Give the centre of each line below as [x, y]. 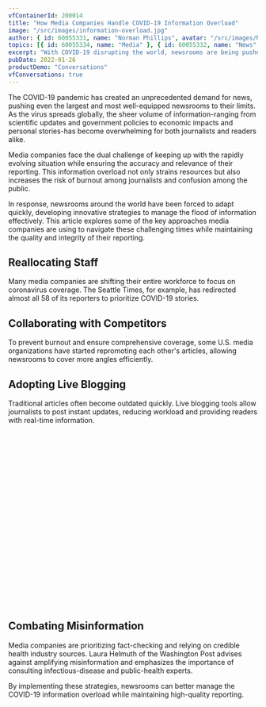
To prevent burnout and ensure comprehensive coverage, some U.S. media [131, 343]
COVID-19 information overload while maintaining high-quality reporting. [126, 694]
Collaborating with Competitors [87, 323]
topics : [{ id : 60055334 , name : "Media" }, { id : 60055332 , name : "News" [133, 45]
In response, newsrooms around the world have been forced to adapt [121, 204]
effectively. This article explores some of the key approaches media [119, 221]
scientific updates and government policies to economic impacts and [121, 122]
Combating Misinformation [76, 626]
